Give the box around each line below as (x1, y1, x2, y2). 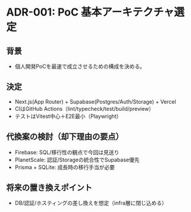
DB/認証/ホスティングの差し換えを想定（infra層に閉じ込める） (14, 199, 168, 207)
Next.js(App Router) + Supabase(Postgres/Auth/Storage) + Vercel (14, 98, 177, 105)
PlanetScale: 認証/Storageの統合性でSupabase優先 (14, 156, 140, 163)
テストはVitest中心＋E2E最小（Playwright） (14, 113, 122, 120)
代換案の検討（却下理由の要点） (6, 132, 124, 142)
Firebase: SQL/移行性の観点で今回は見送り (14, 148, 120, 155)
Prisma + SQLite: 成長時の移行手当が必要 (14, 163, 115, 170)
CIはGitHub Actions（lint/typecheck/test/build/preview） (14, 105, 155, 112)
